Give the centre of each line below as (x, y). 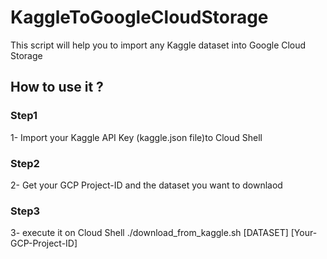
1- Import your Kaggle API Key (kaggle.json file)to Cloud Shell (136, 137)
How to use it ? (57, 87)
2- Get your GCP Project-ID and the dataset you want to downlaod (146, 185)
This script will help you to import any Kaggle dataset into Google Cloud (158, 45)
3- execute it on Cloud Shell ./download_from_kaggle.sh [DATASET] (149, 233)
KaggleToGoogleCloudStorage (139, 17)
